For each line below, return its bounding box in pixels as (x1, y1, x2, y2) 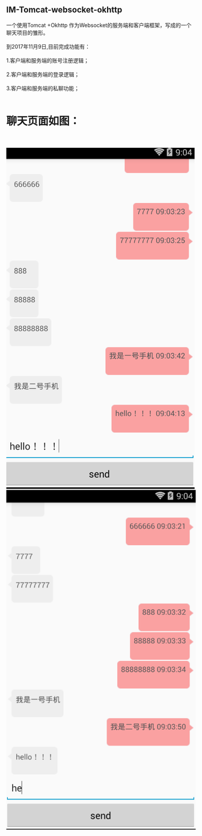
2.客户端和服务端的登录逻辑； (6, 70, 80, 78)
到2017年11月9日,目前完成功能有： (6, 43, 91, 50)
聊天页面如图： (6, 114, 81, 128)
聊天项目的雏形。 (6, 29, 49, 36)
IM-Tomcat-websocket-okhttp (6, 5, 123, 15)
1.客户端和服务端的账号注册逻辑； (6, 56, 89, 64)
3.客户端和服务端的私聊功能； (6, 84, 80, 92)
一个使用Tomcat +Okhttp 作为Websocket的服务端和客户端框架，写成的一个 (6, 21, 192, 29)
